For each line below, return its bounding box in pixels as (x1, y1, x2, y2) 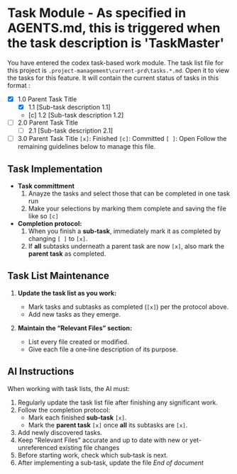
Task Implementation (7, 163, 103, 175)
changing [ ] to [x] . (28, 235, 88, 243)
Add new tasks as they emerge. (28, 310, 121, 318)
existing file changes (59, 443, 120, 451)
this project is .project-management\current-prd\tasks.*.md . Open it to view (7, 66, 229, 74)
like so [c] (28, 212, 59, 220)
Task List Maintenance (7, 270, 110, 282)
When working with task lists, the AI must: (7, 384, 130, 393)
